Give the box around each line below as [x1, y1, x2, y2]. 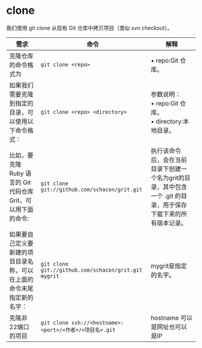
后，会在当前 [150, 155, 188, 164]
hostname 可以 [150, 314, 193, 322]
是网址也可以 [150, 323, 188, 331]
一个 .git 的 [150, 191, 182, 200]
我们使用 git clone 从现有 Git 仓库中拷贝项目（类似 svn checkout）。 [6, 24, 173, 31]
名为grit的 [156, 173, 185, 182]
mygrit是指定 [150, 261, 188, 270]
